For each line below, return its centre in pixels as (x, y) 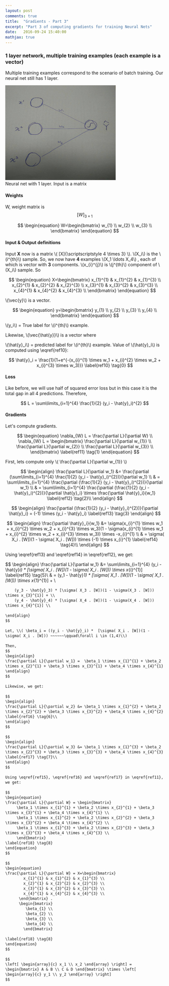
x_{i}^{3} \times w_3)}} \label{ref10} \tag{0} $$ (85, 365)
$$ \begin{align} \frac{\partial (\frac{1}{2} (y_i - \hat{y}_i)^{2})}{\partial (85, 508)
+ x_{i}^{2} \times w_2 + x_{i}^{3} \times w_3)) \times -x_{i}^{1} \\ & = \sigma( (85, 534)
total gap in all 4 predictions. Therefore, (46, 393)
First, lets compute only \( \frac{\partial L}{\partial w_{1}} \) (66, 461)
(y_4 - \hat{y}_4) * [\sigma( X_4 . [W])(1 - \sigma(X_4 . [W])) (84, 600)
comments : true (21, 16)
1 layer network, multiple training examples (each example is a (83, 56)
